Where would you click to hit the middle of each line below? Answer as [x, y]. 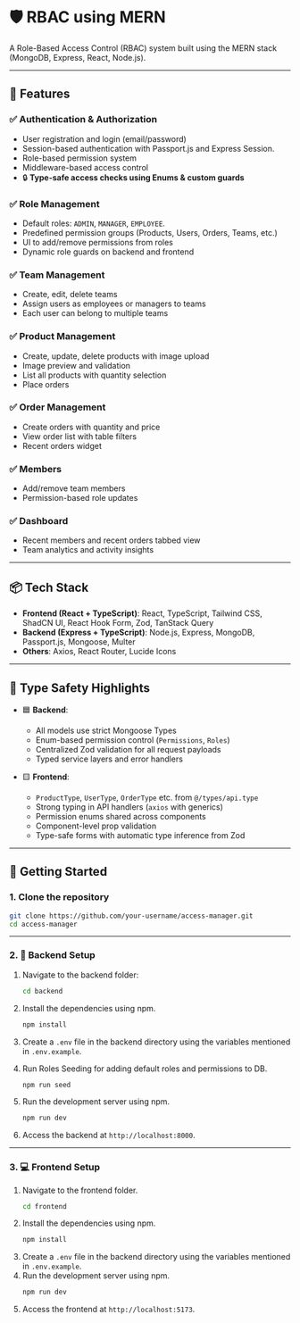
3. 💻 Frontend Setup [55, 1168]
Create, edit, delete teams [70, 295]
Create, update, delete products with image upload [116, 356]
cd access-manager [43, 924]
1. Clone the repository [59, 897]
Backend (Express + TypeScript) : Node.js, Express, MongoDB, [138, 632]
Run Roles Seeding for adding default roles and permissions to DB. [145, 1069]
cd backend [42, 991]
